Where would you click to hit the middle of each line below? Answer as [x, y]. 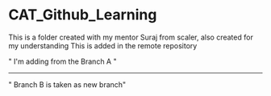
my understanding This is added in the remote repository [103, 45]
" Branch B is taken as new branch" [67, 84]
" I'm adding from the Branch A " [63, 61]
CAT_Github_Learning [83, 15]
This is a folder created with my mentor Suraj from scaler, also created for [131, 37]
